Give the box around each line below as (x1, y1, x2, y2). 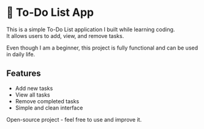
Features (6, 68, 41, 79)
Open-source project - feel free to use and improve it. (6, 116, 142, 123)
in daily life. (6, 50, 36, 57)
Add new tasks (15, 84, 53, 92)
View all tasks (15, 91, 50, 98)
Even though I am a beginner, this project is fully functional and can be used (6, 44, 198, 51)
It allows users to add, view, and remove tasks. (6, 32, 124, 39)
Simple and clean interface (15, 104, 83, 111)
